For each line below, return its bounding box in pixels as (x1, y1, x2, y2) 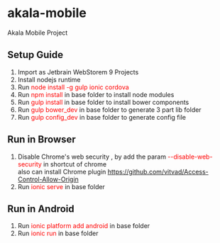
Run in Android (7, 203, 75, 215)
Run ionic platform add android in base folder (17, 222, 150, 230)
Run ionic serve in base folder (17, 182, 105, 191)
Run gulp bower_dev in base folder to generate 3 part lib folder (17, 105, 202, 114)
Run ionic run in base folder (17, 229, 99, 238)
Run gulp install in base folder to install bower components (17, 98, 189, 106)
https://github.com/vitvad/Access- (107, 167, 209, 176)
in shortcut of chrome (43, 159, 107, 168)
